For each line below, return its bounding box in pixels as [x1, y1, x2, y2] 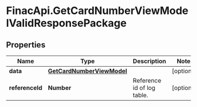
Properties [6, 40, 46, 50]
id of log [133, 84, 155, 92]
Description [133, 57, 167, 65]
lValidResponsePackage [6, 16, 127, 30]
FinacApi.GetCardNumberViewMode [6, 4, 189, 18]
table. [133, 91, 148, 99]
